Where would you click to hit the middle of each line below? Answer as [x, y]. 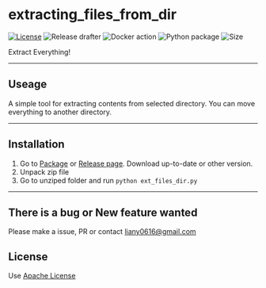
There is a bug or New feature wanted [103, 212]
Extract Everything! [40, 52]
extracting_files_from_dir [92, 15]
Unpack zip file [44, 171]
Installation [36, 144]
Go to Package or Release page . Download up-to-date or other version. [136, 163]
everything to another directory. [60, 112]
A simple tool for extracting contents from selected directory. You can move [132, 103]
